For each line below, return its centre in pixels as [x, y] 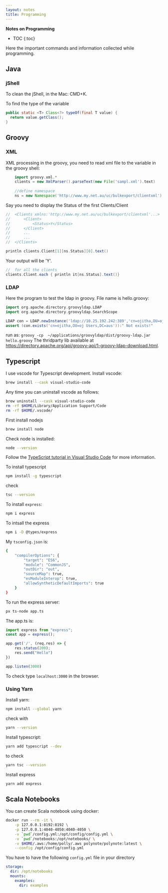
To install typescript [26, 467]
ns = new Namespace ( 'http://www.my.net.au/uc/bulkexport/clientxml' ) [88, 196]
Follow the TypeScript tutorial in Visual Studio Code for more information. [81, 457]
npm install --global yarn [34, 709]
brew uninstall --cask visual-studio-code [50, 401]
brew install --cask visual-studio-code [48, 383]
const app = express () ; [30, 635]
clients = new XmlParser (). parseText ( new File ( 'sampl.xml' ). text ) [85, 182]
